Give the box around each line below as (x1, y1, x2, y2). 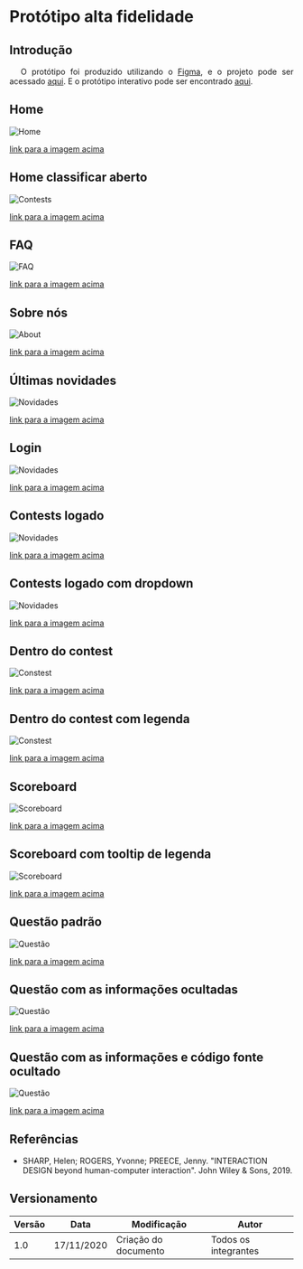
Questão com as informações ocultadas (9, 982, 239, 997)
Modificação (131, 1217, 188, 1230)
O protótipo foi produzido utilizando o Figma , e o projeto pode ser (21, 66, 294, 77)
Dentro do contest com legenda (9, 711, 191, 727)
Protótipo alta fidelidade (9, 6, 194, 27)
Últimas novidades (9, 372, 117, 388)
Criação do (115, 1233, 163, 1245)
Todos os (210, 1233, 251, 1245)
